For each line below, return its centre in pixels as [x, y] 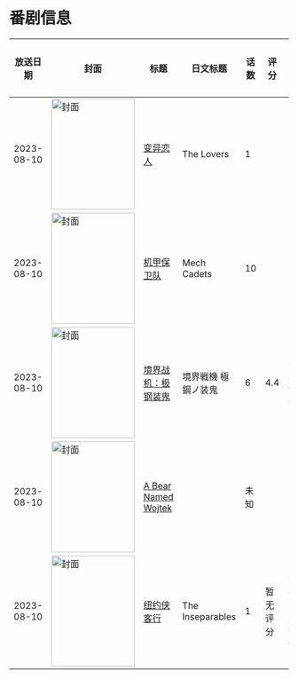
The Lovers [206, 154]
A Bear [157, 486]
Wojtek [158, 508]
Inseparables [209, 616]
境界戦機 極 [206, 376]
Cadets [197, 273]
